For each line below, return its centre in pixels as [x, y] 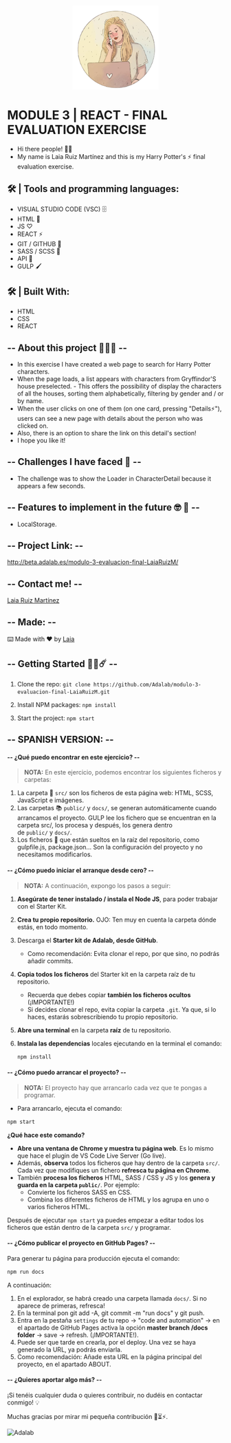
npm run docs [26, 1272]
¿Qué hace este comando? [46, 1135]
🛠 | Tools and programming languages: [93, 189]
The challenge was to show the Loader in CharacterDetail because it [114, 478]
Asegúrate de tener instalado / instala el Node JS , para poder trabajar [117, 899]
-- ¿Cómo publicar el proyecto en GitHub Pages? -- [81, 1243]
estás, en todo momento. [52, 926]
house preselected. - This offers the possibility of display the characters [119, 387]
